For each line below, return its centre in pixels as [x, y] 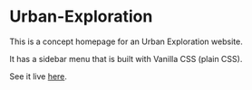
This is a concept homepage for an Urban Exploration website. [126, 41]
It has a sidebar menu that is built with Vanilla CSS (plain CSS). [126, 58]
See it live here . [39, 76]
